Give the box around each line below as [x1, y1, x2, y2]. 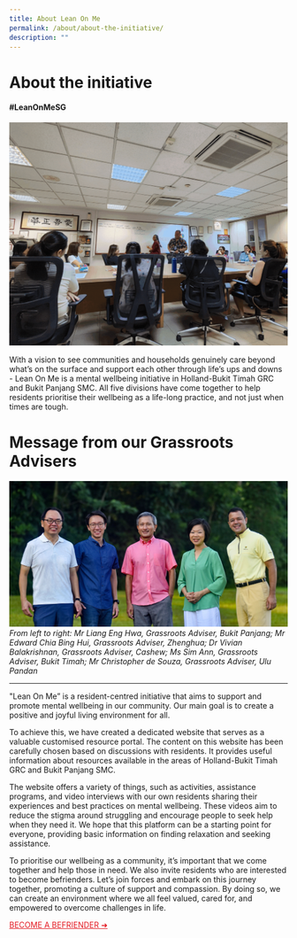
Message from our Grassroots [9, 432, 234, 453]
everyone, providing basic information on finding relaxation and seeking [9, 829, 271, 840]
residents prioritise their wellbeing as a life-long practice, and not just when [9, 391, 285, 402]
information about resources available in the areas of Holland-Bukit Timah [9, 756, 278, 766]
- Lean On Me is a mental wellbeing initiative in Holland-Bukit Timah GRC [9, 373, 274, 384]
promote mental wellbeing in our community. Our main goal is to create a [9, 701, 274, 711]
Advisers [9, 452, 78, 471]
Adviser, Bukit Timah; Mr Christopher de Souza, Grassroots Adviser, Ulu [9, 656, 271, 667]
